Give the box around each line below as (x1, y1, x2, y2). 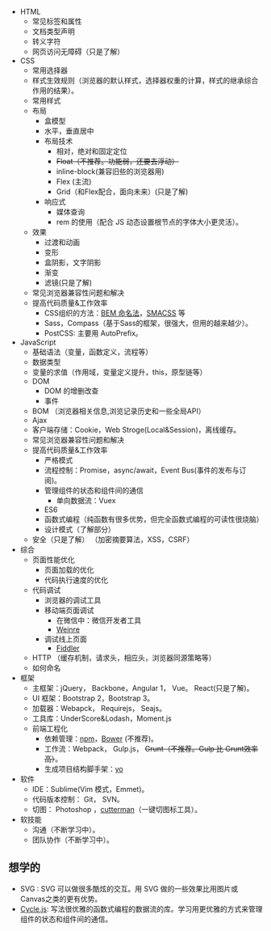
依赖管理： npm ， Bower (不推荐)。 (44, 734, 159, 743)
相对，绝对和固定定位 (56, 146, 127, 156)
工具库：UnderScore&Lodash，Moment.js (31, 713, 172, 723)
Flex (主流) (56, 177, 92, 186)
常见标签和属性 (31, 16, 82, 26)
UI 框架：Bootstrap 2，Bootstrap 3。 (31, 693, 155, 703)
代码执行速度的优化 (44, 575, 109, 585)
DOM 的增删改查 (44, 386, 99, 396)
